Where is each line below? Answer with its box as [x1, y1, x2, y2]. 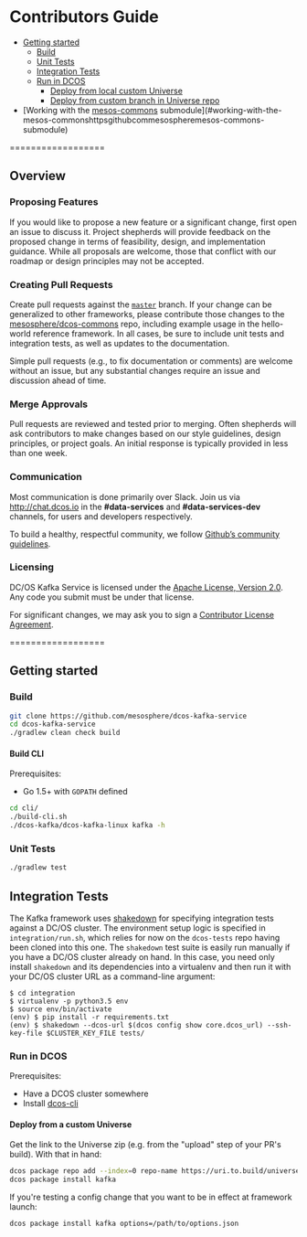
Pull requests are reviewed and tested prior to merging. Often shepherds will [9, 419, 297, 430]
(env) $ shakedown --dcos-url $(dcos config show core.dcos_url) [9, 1020, 263, 1029]
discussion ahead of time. [9, 375, 107, 386]
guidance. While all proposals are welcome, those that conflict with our [9, 245, 277, 257]
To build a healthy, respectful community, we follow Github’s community [9, 528, 281, 539]
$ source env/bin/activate [9, 1004, 112, 1014]
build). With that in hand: [9, 1149, 102, 1160]
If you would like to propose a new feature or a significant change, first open [9, 217, 297, 228]
